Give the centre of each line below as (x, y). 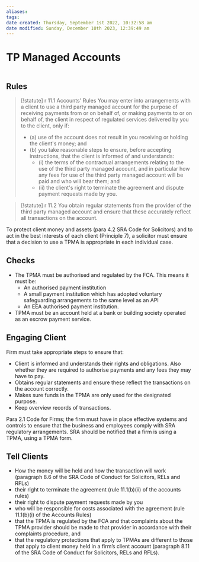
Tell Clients (27, 457)
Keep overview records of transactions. (63, 407)
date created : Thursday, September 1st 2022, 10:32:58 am (79, 23)
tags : (13, 17)
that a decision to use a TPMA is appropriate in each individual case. (90, 242)
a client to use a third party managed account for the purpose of (99, 107)
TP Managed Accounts (64, 58)
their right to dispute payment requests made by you (79, 502)
